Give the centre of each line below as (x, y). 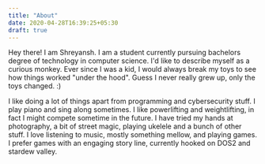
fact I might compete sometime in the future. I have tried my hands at (121, 118)
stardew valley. (33, 151)
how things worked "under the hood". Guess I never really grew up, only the (132, 78)
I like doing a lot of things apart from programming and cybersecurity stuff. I (132, 101)
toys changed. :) (35, 86)
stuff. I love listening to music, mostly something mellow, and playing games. (132, 135)
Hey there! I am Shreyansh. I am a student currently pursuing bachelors (125, 53)
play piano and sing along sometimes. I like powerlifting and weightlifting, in (131, 110)
